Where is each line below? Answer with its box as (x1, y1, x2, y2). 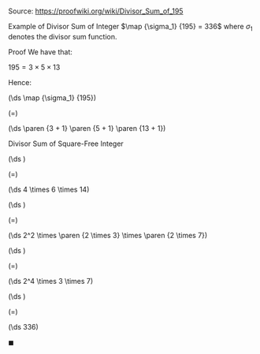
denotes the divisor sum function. (8, 32, 117, 41)
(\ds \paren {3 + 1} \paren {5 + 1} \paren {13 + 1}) (8, 123, 166, 132)
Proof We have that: (8, 47, 73, 57)
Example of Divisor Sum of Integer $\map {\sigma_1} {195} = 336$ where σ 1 (8, 22, 253, 33)
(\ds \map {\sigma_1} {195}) (8, 93, 97, 102)
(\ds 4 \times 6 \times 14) (8, 184, 90, 194)
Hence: (8, 77, 32, 87)
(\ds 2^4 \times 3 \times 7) (8, 276, 94, 285)
